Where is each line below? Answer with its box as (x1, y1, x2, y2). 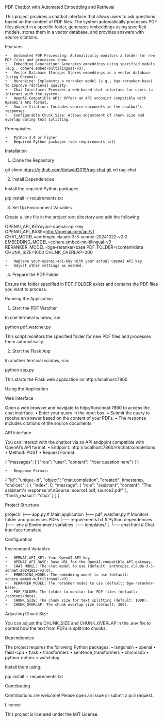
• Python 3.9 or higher (5, 135, 57, 140)
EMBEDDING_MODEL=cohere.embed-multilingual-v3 (5, 239, 112, 245)
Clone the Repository (12, 157, 55, 163)
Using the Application (5, 386, 49, 391)
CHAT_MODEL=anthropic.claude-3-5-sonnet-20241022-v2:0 (5, 234, 128, 239)
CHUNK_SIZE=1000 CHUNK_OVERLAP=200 (5, 250, 93, 255)
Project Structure (5, 502, 39, 507)
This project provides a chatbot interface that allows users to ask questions (5, 14, 156, 19)
